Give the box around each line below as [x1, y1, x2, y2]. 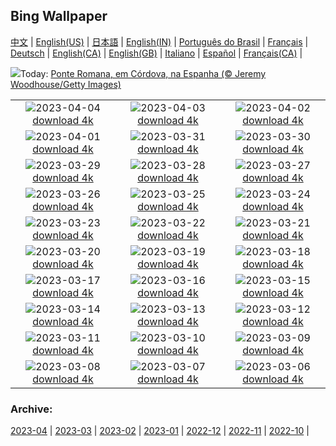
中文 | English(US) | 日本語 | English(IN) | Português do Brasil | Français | [10, 35, 309, 48]
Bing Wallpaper [10, 8, 108, 25]
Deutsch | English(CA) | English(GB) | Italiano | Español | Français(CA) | [10, 47, 303, 59]
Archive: [10, 402, 53, 416]
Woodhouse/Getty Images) [10, 78, 122, 90]
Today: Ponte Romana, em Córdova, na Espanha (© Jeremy [20, 67, 267, 79]
